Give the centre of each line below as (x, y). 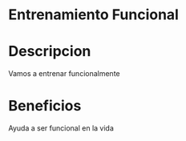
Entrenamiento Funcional (93, 15)
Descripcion (50, 52)
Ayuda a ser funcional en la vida (61, 128)
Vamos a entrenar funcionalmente (64, 74)
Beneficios (45, 106)
